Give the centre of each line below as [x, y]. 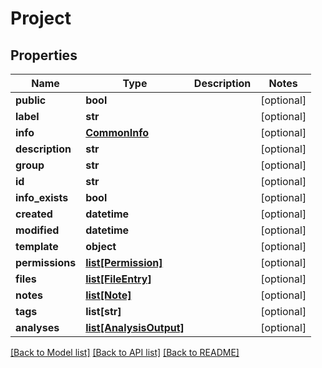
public [31, 100]
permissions [46, 262]
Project [41, 18]
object [101, 246]
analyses [37, 327]
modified [37, 230]
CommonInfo [117, 132]
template [37, 246]
